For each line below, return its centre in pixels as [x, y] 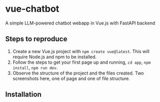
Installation [23, 95]
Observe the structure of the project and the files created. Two [78, 73]
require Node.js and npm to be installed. [55, 57]
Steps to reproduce [36, 39]
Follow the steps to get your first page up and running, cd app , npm [82, 62]
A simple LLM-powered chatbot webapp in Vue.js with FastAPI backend [80, 23]
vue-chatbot [32, 9]
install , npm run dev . [35, 67]
